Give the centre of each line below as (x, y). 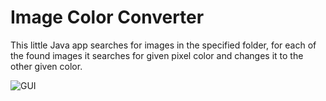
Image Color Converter (107, 17)
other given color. (46, 66)
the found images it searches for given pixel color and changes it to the (157, 55)
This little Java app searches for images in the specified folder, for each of (163, 45)
